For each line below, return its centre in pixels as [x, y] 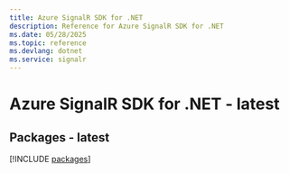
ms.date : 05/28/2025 [48, 34]
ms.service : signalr [48, 59]
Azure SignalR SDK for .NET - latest [144, 104]
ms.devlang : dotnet [46, 51]
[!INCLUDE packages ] [50, 159]
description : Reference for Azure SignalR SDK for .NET [117, 26]
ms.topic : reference [48, 43]
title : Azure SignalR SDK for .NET [76, 18]
